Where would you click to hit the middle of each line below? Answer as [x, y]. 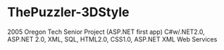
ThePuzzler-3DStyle [68, 12]
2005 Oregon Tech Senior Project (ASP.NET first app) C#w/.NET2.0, [106, 32]
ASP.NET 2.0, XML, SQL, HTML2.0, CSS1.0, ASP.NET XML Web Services [112, 39]
